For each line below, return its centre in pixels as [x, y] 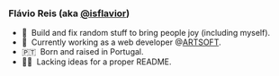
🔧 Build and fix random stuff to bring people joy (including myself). [146, 33]
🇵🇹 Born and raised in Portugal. [83, 52]
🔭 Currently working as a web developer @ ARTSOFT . [121, 42]
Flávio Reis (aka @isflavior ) [69, 13]
